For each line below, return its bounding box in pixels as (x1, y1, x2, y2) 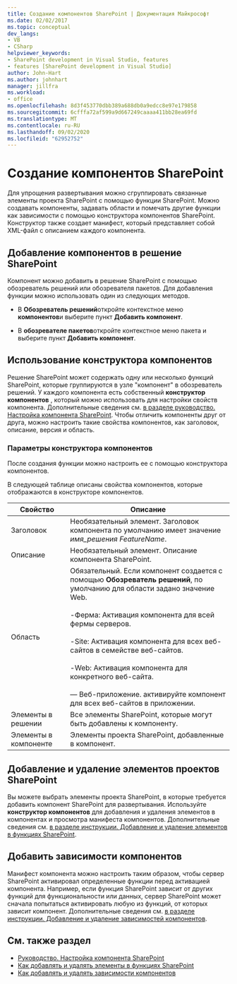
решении (11, 719, 42, 728)
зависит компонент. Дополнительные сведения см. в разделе (7, 906, 195, 915)
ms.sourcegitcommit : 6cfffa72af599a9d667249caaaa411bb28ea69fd (7, 109, 197, 116)
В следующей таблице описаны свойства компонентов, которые (7, 481, 203, 489)
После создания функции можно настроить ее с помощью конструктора (7, 460, 228, 468)
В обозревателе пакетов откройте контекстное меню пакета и (17, 326, 207, 335)
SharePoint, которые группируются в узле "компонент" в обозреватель (7, 380, 222, 389)
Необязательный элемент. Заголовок (70, 517, 200, 527)
